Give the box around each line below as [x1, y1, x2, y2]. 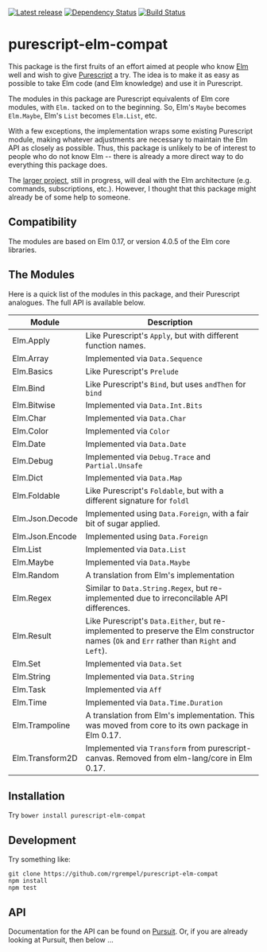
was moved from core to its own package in [85, 720, 249, 731]
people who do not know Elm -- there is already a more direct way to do [8, 151, 244, 161]
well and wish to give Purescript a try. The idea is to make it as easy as [8, 70, 240, 80]
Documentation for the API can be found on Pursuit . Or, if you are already [8, 927, 248, 936]
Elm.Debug [12, 455, 53, 466]
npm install [8, 877, 48, 885]
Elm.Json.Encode [12, 530, 77, 542]
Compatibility [8, 216, 77, 229]
